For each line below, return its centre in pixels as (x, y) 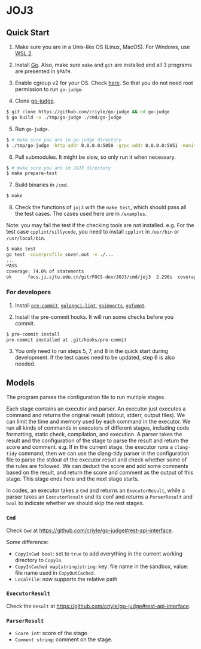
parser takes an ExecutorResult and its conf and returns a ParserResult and (99, 497)
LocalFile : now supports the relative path (66, 579)
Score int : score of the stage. (52, 633)
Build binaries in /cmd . (42, 185)
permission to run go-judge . (49, 89)
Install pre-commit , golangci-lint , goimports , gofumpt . (80, 305)
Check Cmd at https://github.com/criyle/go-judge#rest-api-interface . (90, 530)
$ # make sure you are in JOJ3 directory (59, 168)
